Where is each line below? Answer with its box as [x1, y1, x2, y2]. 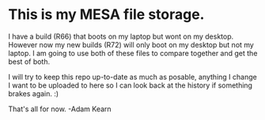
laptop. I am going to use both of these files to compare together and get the [8, 48, 258, 58]
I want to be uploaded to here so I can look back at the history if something [8, 81, 253, 90]
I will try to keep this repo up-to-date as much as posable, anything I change [8, 72, 257, 81]
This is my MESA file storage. [8, 6, 205, 24]
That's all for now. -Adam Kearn [8, 104, 112, 114]
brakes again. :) [8, 88, 59, 98]
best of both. [8, 57, 51, 66]
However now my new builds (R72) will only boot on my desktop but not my [8, 39, 255, 49]
